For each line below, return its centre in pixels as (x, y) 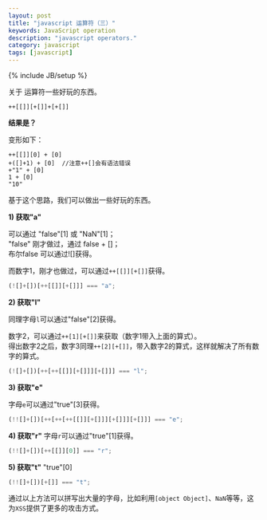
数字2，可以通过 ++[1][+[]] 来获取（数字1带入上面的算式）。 (105, 336)
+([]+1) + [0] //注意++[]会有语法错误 (70, 163)
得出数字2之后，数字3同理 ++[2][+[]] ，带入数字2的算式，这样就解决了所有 (130, 346)
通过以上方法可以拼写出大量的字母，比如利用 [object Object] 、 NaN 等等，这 (131, 498)
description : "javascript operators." (73, 38)
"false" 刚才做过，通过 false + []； (64, 244)
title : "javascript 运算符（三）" (62, 23)
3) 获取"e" (26, 387)
